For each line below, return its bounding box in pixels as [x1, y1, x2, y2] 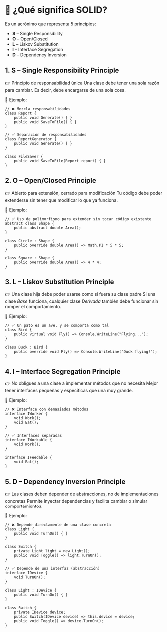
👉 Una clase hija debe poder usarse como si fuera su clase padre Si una [5, 291, 156, 297]
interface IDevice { [5, 570, 48, 575]
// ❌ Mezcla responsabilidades [5, 106, 71, 111]
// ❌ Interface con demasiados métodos [5, 407, 89, 412]
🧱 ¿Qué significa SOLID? [5, 4, 108, 16]
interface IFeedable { [5, 455, 52, 460]
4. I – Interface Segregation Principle [5, 367, 121, 376]
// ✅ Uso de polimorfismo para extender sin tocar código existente [5, 216, 152, 221]
